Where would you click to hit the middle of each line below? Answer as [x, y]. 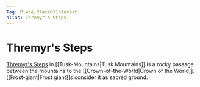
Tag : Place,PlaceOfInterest [42, 12]
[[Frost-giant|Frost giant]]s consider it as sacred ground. [77, 77]
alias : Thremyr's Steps [37, 18]
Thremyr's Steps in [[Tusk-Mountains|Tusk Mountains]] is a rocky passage [100, 64]
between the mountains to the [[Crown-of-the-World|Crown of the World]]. [101, 71]
